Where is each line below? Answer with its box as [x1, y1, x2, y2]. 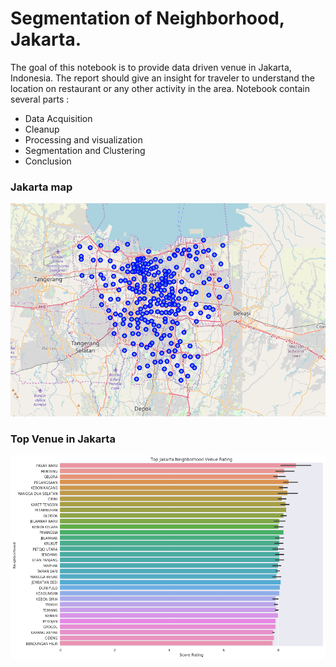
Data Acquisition [24, 112, 93, 124]
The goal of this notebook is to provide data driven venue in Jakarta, [10, 61, 292, 73]
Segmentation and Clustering [24, 144, 146, 156]
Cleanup [24, 123, 60, 135]
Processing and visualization [24, 133, 143, 146]
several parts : [10, 93, 70, 105]
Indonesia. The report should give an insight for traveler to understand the [10, 72, 315, 84]
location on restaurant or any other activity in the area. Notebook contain [10, 82, 310, 94]
